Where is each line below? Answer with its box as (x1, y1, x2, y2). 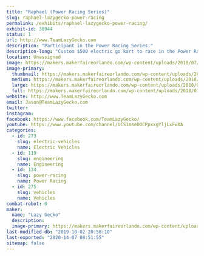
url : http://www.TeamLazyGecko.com (6, 37, 97, 43)
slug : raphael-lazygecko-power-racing (6, 15, 104, 21)
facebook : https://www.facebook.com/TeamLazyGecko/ (6, 116, 140, 122)
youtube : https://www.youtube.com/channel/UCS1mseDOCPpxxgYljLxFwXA (6, 122, 183, 128)
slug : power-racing (17, 172, 67, 179)
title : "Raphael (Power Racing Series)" (6, 8, 110, 15)
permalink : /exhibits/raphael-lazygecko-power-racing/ (6, 20, 148, 26)
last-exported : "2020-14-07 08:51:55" (6, 234, 104, 240)
